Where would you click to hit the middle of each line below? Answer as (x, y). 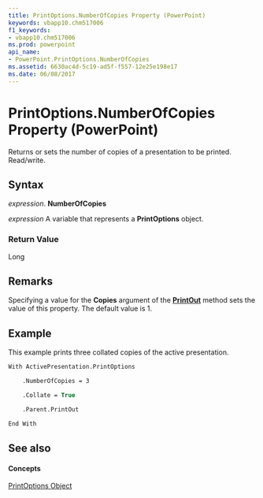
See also (30, 449)
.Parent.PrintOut (51, 409)
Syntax (26, 185)
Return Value (33, 240)
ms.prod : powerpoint (42, 45)
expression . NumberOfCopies (57, 204)
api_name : (24, 52)
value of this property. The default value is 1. (80, 309)
